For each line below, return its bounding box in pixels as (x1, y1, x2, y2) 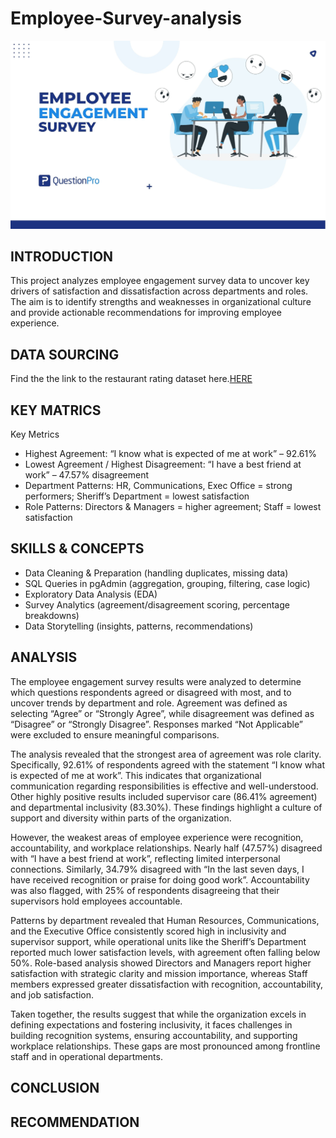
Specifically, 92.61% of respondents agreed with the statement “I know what (10, 758, 325, 771)
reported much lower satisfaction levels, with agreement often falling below (10, 946, 321, 958)
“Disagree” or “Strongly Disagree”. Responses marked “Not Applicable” (10, 718, 303, 730)
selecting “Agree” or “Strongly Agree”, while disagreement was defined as (10, 707, 315, 719)
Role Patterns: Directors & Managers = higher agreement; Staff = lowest (24, 501, 322, 513)
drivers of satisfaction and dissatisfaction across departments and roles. (10, 285, 309, 297)
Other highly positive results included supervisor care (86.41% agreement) (10, 790, 318, 802)
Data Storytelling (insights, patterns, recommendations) (24, 620, 254, 632)
